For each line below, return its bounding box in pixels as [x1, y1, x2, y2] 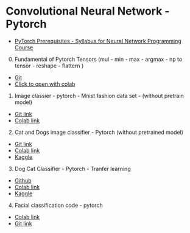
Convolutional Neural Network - [5, 4, 170, 18]
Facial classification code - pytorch [14, 201, 103, 209]
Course [14, 44, 33, 51]
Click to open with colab [14, 80, 76, 88]
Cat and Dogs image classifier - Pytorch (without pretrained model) [14, 128, 184, 136]
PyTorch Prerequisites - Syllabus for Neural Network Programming [14, 37, 182, 44]
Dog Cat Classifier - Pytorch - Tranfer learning [14, 165, 132, 172]
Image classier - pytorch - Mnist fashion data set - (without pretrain [14, 92, 184, 99]
